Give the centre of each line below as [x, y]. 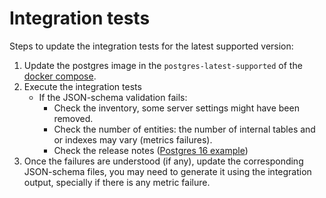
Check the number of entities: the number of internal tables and [184, 129]
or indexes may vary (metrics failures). [133, 139]
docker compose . [60, 76]
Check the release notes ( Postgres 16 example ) [151, 150]
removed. [73, 118]
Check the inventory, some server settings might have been [176, 108]
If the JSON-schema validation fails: [113, 97]
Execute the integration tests [82, 86]
